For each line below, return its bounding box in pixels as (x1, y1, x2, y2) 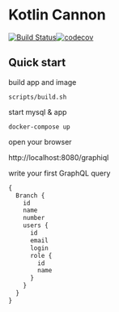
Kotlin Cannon (8, 6, 107, 24)
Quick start (8, 56, 66, 70)
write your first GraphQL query (8, 168, 111, 178)
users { (23, 221, 49, 230)
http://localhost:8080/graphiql (8, 152, 109, 162)
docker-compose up (8, 123, 70, 131)
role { (29, 251, 53, 259)
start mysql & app (8, 107, 67, 116)
